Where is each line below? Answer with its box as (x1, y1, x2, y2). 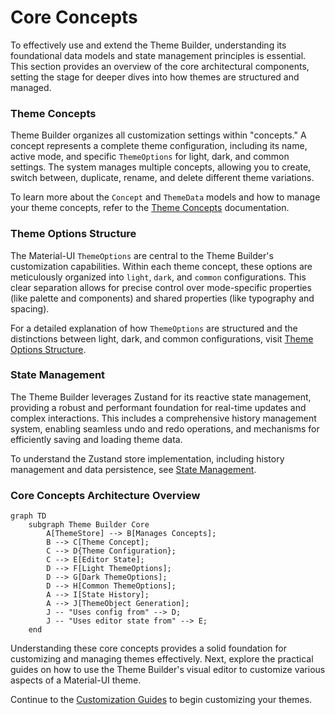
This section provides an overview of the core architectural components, (10, 60, 310, 72)
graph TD (10, 511, 47, 521)
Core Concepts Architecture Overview (10, 488, 201, 502)
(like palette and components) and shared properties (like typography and (10, 292, 315, 304)
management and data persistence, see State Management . (10, 463, 257, 475)
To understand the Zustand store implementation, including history (10, 452, 285, 465)
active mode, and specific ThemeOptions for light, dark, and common (10, 151, 290, 163)
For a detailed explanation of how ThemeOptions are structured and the (10, 322, 298, 334)
